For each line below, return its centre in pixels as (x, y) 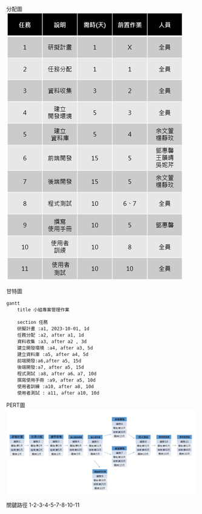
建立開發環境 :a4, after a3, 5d (55, 348)
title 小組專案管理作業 (43, 310)
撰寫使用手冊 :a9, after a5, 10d (57, 380)
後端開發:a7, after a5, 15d (51, 367)
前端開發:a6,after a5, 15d (49, 361)
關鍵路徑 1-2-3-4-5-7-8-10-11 (43, 505)
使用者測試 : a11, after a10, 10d (58, 393)
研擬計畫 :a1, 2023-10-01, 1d (53, 329)
